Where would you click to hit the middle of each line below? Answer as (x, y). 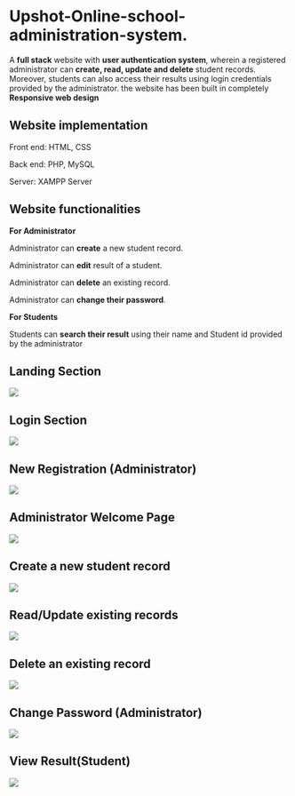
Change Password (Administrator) (106, 712)
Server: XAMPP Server (51, 181)
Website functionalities (75, 209)
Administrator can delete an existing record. (90, 283)
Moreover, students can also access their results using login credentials (140, 78)
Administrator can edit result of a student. (86, 265)
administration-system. (99, 35)
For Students (34, 316)
